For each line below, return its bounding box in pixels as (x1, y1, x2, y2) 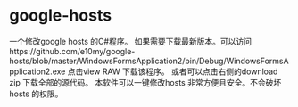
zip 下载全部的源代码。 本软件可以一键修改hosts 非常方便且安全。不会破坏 (9, 77, 282, 87)
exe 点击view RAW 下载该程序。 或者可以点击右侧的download (52, 66, 278, 77)
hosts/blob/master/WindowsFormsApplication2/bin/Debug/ (9, 55, 227, 66)
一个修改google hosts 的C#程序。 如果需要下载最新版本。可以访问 (9, 36, 252, 46)
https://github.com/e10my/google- (9, 45, 136, 56)
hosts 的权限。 (9, 88, 63, 99)
